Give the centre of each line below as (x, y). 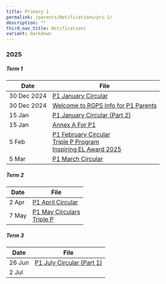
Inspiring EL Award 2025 (87, 149)
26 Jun (19, 263)
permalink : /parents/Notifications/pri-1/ (59, 17)
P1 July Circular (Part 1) (68, 263)
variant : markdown (29, 34)
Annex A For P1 (74, 125)
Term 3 (15, 235)
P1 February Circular (82, 135)
